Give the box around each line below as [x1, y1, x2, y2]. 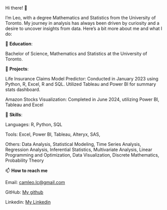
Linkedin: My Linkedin [5, 199, 51, 205]
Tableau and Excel [5, 102, 44, 108]
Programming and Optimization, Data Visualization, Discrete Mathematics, [5, 152, 159, 158]
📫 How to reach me [5, 168, 48, 173]
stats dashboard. [5, 86, 40, 93]
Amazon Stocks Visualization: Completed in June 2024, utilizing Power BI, [5, 97, 159, 102]
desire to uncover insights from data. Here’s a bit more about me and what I [5, 25, 162, 32]
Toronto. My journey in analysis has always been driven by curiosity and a [5, 20, 159, 26]
